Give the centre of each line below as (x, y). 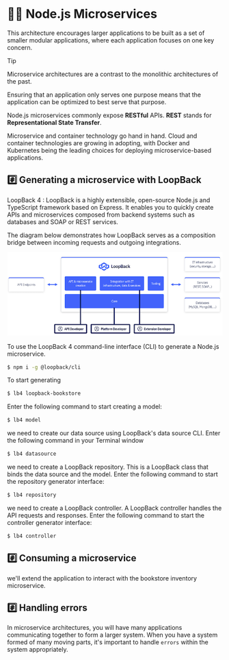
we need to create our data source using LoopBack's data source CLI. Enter (114, 433)
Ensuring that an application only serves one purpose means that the (104, 95)
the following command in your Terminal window (76, 441)
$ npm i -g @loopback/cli (44, 367)
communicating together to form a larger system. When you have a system (112, 635)
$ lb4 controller (32, 536)
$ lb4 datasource (32, 454)
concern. (20, 47)
